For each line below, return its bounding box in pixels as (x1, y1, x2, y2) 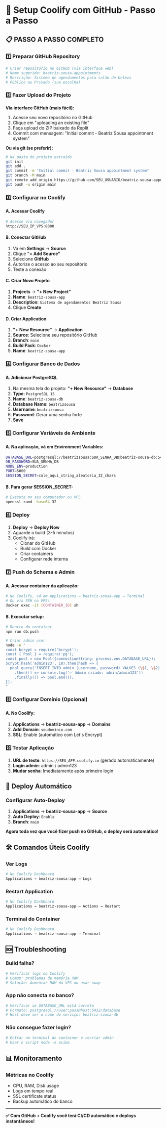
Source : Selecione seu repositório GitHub (12, 332, 98, 338)
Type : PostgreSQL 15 (12, 390, 55, 397)
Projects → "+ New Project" (12, 289, 71, 295)
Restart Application (5, 888, 53, 895)
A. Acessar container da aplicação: (5, 583, 79, 589)
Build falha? (5, 960, 35, 967)
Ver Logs (5, 860, 28, 867)
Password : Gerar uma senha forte (12, 412, 82, 418)
